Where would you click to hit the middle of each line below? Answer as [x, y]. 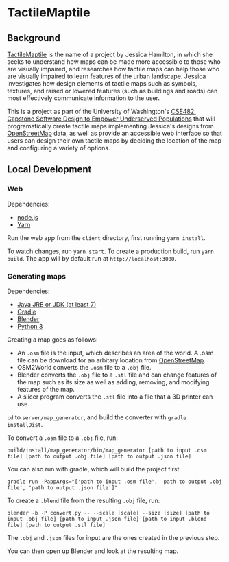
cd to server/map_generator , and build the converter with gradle [97, 417]
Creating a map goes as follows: [52, 339]
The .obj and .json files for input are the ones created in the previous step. [113, 537]
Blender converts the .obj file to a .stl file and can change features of [117, 375]
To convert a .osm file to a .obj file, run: [63, 438]
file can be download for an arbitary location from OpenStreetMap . [111, 360]
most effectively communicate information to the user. [83, 98]
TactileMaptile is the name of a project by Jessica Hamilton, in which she [110, 54]
